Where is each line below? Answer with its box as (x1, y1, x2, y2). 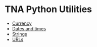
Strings (12, 31, 27, 37)
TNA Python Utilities (5, 4, 92, 15)
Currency (12, 20, 32, 26)
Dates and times (12, 25, 46, 31)
